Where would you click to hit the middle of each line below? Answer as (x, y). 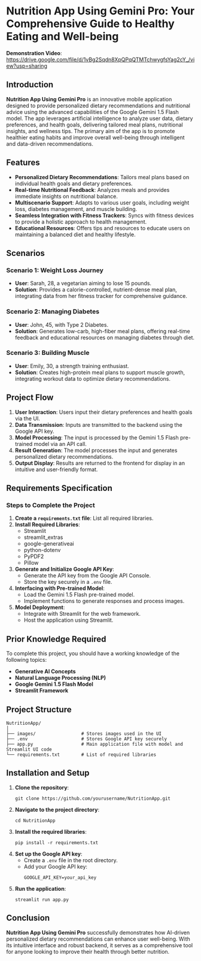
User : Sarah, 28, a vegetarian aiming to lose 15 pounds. (83, 284)
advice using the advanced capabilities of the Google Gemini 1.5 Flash (93, 112)
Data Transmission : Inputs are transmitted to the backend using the (98, 424)
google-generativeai (49, 544)
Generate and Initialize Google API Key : (65, 569)
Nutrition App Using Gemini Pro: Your (100, 11)
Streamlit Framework (42, 691)
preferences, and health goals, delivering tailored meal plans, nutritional (95, 125)
